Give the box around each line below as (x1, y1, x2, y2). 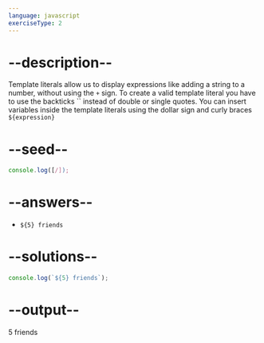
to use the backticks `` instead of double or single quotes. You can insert (8, 97, 247, 106)
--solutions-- (8, 248, 98, 266)
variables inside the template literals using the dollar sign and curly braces (8, 105, 253, 115)
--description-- (8, 53, 113, 72)
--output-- (8, 301, 80, 319)
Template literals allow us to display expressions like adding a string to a (8, 80, 246, 89)
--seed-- (8, 140, 69, 158)
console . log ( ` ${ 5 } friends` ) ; (8, 274, 109, 282)
